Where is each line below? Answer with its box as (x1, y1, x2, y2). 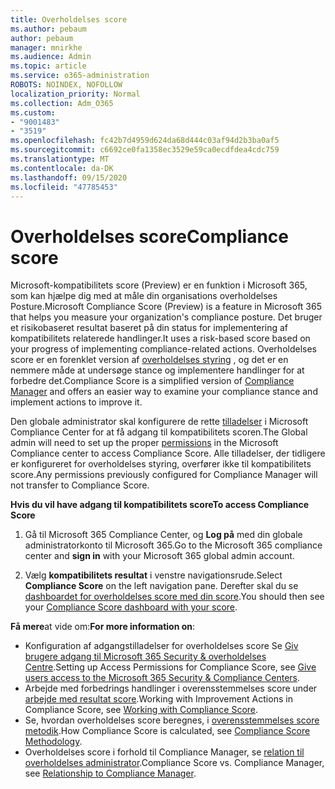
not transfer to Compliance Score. (10, 479, 150, 491)
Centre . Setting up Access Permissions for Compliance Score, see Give (24, 661, 317, 673)
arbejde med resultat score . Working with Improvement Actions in (24, 693, 293, 705)
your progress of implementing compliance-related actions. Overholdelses (10, 343, 317, 355)
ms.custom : (10, 107, 56, 118)
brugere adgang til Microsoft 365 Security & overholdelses (24, 651, 267, 663)
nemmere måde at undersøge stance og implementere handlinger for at (10, 364, 305, 376)
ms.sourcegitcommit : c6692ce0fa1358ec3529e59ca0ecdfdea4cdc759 (10, 145, 280, 155)
